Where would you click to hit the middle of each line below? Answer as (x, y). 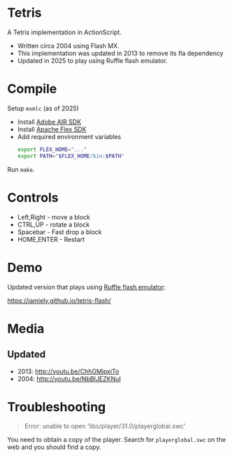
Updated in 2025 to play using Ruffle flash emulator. (92, 60)
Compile (32, 89)
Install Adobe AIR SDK (49, 122)
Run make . (21, 169)
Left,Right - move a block (54, 217)
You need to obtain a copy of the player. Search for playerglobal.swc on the (116, 440)
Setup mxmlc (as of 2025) (43, 108)
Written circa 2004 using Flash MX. (69, 45)
